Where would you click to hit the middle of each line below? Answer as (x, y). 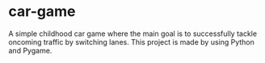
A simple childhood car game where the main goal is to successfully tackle (132, 33)
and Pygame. (30, 50)
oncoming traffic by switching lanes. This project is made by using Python (131, 41)
